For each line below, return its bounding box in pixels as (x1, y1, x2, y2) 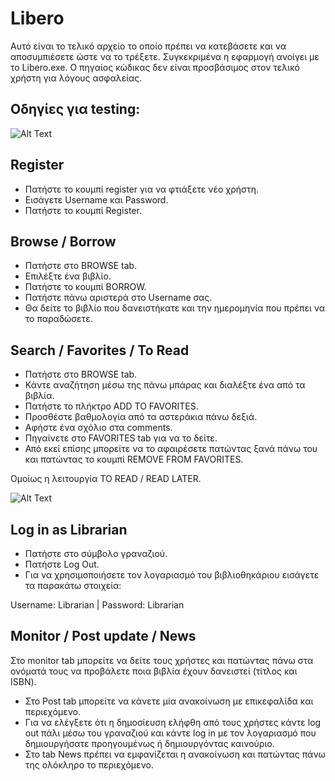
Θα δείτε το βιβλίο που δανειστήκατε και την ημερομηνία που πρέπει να (24, 302, 325, 314)
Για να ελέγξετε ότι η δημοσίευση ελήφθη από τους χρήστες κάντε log (24, 716, 322, 728)
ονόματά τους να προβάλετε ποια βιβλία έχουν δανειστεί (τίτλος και (10, 665, 298, 677)
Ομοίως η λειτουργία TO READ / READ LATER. (10, 473, 202, 485)
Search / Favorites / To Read (10, 342, 190, 359)
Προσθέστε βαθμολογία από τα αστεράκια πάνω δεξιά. (24, 411, 258, 423)
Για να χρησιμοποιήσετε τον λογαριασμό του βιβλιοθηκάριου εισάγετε (24, 569, 320, 581)
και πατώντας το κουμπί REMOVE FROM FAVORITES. (24, 453, 244, 466)
